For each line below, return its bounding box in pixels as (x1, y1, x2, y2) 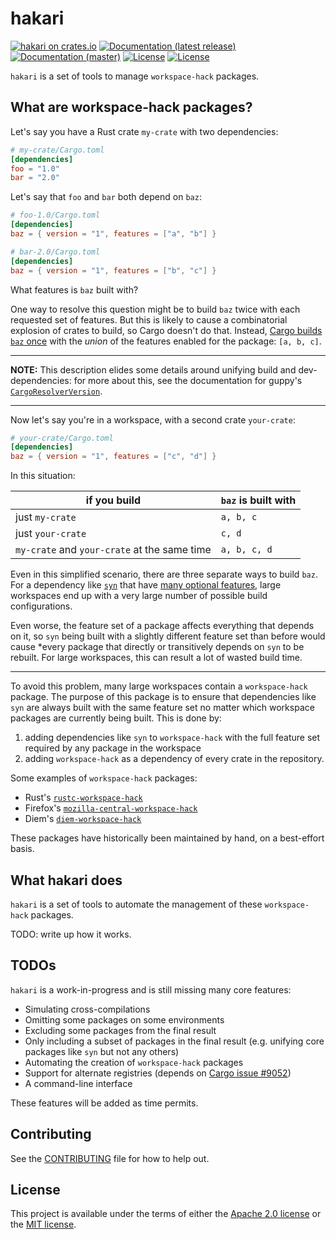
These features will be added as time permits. (10, 1097, 199, 1109)
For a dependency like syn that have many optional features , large (10, 579, 282, 591)
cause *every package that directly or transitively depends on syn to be (10, 641, 305, 653)
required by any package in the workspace (24, 742, 202, 754)
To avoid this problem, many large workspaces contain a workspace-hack (10, 680, 308, 692)
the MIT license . (10, 1218, 77, 1231)
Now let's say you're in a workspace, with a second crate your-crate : (10, 413, 296, 426)
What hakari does (10, 872, 123, 889)
